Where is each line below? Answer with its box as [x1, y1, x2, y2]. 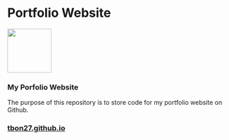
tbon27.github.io [7, 123, 66, 133]
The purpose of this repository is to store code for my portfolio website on [7, 98, 223, 107]
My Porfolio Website [7, 82, 79, 92]
